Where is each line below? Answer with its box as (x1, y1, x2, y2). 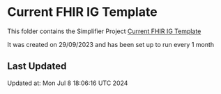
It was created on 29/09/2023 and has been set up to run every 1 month (7, 40, 215, 48)
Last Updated (7, 60, 67, 73)
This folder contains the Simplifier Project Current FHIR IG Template (7, 27, 201, 35)
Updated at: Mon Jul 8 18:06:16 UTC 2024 (7, 79, 128, 87)
